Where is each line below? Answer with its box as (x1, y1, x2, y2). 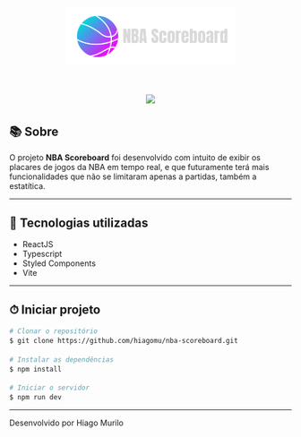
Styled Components (21, 258, 97, 269)
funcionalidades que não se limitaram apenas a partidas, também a (9, 171, 257, 182)
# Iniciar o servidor (9, 383, 90, 392)
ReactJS (21, 239, 54, 250)
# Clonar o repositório (9, 327, 99, 336)
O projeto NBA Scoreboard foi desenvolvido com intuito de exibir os (9, 152, 262, 163)
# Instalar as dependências (9, 355, 115, 364)
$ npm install (9, 364, 63, 373)
